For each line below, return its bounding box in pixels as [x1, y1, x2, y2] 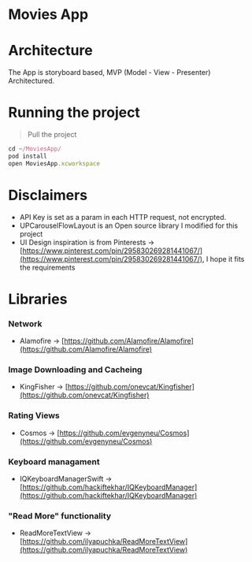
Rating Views [8, 410, 61, 421]
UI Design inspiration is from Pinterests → [19, 237, 155, 247]
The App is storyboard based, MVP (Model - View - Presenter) [8, 68, 211, 77]
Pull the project [27, 130, 77, 140]
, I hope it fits [202, 254, 245, 263]
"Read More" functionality [8, 510, 112, 521]
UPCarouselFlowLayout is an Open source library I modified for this [19, 221, 239, 230]
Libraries [8, 290, 68, 308]
